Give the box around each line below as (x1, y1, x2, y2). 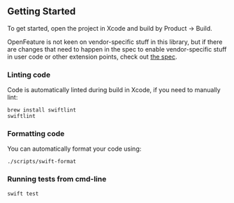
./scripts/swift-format (7, 158, 77, 165)
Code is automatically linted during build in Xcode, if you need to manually (7, 86, 221, 94)
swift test (7, 190, 39, 197)
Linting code (7, 70, 51, 80)
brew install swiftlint (7, 107, 77, 114)
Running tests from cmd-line (7, 174, 107, 184)
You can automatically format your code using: (7, 144, 142, 153)
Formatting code (7, 129, 65, 139)
